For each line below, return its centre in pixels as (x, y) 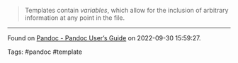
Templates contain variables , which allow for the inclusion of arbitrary (126, 10)
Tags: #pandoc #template (45, 52)
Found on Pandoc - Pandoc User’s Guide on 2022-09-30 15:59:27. (104, 38)
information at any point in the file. (75, 18)
